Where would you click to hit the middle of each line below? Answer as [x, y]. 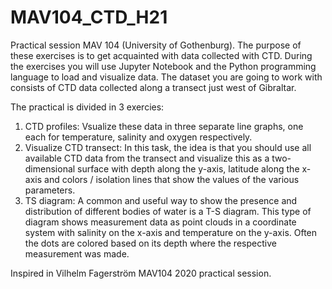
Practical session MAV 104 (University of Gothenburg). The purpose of [156, 45]
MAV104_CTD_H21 [89, 17]
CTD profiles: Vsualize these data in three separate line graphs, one [164, 126]
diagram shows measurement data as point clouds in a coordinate [160, 222]
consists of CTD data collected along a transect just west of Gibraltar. [153, 87]
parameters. [50, 190]
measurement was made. [77, 253]
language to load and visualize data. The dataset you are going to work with [166, 77]
